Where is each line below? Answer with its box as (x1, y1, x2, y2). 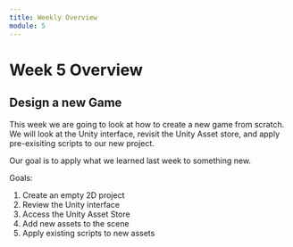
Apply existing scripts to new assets (21, 227, 155, 238)
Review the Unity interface (21, 199, 121, 210)
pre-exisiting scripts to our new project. (9, 137, 155, 148)
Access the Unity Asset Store (21, 209, 131, 219)
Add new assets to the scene (21, 218, 130, 228)
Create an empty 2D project (21, 189, 125, 201)
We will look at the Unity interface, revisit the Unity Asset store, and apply (9, 128, 280, 139)
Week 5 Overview (9, 60, 143, 80)
